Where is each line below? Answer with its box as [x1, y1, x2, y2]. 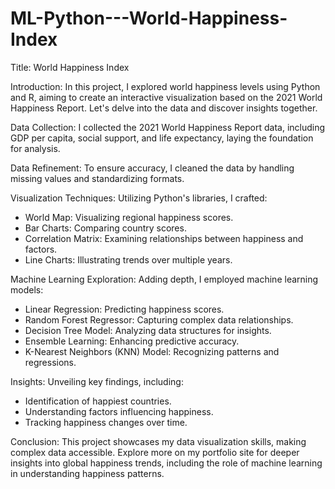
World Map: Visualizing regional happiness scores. [24, 211, 234, 223]
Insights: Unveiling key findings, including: [10, 375, 184, 387]
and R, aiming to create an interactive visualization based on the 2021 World [10, 91, 323, 103]
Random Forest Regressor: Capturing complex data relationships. [24, 313, 294, 326]
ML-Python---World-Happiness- [10, 7, 288, 30]
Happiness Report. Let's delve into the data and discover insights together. [10, 102, 318, 114]
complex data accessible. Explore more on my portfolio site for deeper [10, 446, 300, 458]
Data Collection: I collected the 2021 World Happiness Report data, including [10, 121, 326, 133]
